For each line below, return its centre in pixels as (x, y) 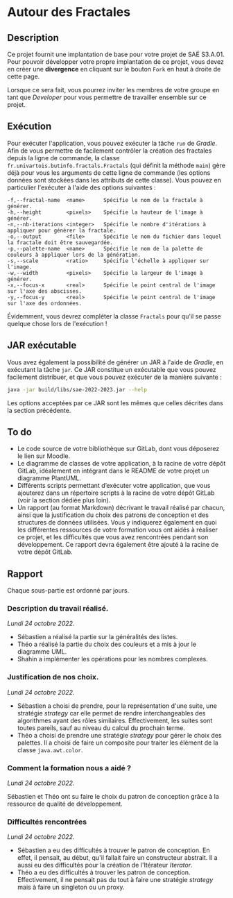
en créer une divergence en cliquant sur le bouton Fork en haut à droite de (114, 69)
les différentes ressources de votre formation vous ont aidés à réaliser (118, 530)
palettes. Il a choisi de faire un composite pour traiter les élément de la (118, 743)
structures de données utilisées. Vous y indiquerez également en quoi (117, 523)
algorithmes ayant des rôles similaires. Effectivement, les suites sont (115, 720)
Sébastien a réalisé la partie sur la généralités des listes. (97, 637)
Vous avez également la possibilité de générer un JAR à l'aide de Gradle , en (115, 362)
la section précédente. (39, 410)
